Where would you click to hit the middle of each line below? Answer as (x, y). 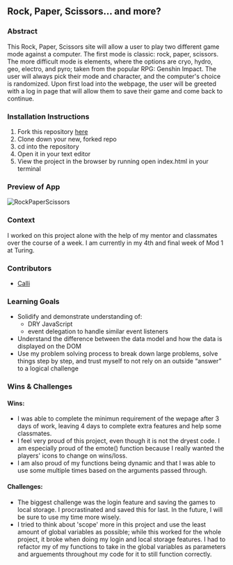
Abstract (23, 31)
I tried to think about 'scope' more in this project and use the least (112, 524)
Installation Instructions (48, 116)
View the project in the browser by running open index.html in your (113, 161)
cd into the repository (48, 146)
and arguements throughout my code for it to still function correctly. (114, 554)
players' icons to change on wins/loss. (72, 455)
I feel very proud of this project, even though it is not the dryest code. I (119, 441)
